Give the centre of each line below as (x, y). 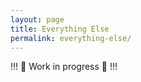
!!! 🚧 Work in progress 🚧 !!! (64, 67)
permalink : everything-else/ (71, 38)
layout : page (37, 19)
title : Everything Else (60, 29)
